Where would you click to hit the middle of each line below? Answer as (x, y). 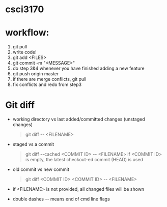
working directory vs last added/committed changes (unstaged (79, 119)
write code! (24, 52)
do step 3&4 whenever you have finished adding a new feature (78, 68)
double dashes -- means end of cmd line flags (61, 199)
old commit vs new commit (41, 169)
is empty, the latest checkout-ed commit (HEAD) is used (84, 160)
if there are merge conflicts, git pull (49, 79)
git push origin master (36, 74)
